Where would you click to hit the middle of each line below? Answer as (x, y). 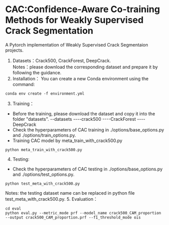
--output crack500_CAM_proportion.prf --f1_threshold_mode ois (73, 217)
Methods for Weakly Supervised (74, 20)
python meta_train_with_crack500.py (44, 150)
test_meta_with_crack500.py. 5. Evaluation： (51, 199)
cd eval (13, 208)
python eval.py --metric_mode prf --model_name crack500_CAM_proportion (83, 213)
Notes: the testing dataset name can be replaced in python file (70, 193)
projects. (14, 50)
